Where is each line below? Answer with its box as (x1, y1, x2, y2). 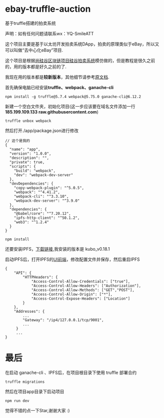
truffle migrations (5, 379, 45, 384)
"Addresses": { (14, 309, 45, 314)
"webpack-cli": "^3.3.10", (14, 194, 69, 199)
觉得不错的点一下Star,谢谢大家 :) (5, 407, 70, 413)
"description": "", (9, 155, 49, 160)
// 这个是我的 (5, 138, 30, 143)
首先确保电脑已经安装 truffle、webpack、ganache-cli (5, 84, 114, 90)
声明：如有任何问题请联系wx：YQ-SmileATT (5, 30, 94, 36)
